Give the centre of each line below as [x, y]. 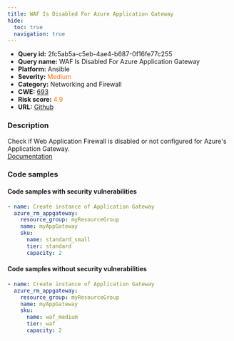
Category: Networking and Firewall [70, 84]
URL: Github [36, 107]
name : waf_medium [52, 318]
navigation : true [40, 34]
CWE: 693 [33, 92]
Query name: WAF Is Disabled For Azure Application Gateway [109, 62]
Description [28, 125]
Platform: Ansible [44, 69]
